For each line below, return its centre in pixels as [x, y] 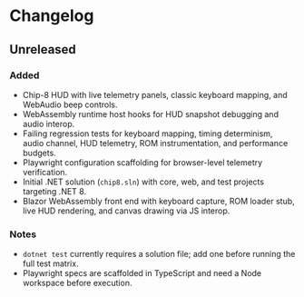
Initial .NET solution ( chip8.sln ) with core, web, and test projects [143, 182]
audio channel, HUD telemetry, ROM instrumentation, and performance [155, 143]
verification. [45, 172]
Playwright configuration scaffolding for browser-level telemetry [142, 162]
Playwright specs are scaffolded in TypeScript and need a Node [142, 273]
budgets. [39, 153]
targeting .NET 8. [54, 191]
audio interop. [49, 124]
